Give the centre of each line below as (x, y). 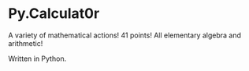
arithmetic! (26, 43)
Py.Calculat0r (54, 14)
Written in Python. (37, 59)
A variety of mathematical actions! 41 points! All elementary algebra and (125, 35)
